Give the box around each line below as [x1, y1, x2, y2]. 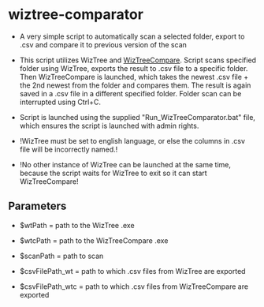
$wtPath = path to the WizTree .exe [19, 220, 136, 230]
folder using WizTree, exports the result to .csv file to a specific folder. [19, 63, 248, 73]
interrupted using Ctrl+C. [19, 97, 101, 107]
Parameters [8, 200, 67, 213]
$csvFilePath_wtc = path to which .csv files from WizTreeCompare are [19, 282, 249, 291]
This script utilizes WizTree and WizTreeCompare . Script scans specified [19, 55, 257, 65]
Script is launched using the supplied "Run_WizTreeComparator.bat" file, [19, 112, 256, 122]
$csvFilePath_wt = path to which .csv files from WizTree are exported [19, 266, 246, 275]
